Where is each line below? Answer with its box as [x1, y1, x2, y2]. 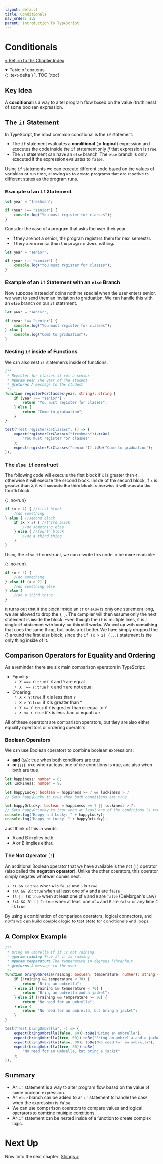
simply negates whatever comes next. [5, 873, 81, 880]
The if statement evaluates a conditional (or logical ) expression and [12, 140, 150, 146]
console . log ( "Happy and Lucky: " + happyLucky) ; [5, 812, 105, 817]
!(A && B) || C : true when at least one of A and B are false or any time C [12, 899, 158, 904]
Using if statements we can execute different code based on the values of [5, 166, 155, 172]
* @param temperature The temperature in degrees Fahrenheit [7, 958, 133, 964]
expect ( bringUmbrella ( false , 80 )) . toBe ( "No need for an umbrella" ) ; [14, 1040, 155, 1045]
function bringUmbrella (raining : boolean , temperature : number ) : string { [5, 973, 160, 977]
